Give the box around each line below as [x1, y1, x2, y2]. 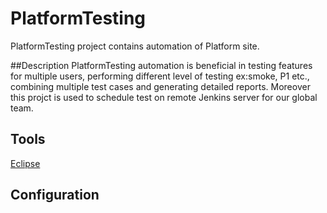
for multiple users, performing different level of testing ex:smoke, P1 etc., [10, 70, 310, 82]
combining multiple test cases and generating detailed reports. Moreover [10, 80, 311, 92]
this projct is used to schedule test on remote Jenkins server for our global [10, 91, 318, 103]
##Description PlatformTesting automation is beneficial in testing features [10, 59, 313, 71]
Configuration [10, 187, 100, 204]
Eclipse [10, 157, 41, 169]
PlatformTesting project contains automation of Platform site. [10, 40, 260, 52]
